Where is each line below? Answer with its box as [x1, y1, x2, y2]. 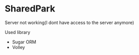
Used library [5, 29, 31, 35]
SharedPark [5, 3, 56, 14]
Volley [12, 44, 25, 50]
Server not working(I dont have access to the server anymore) [5, 19, 134, 25]
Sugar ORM [12, 38, 36, 45]
